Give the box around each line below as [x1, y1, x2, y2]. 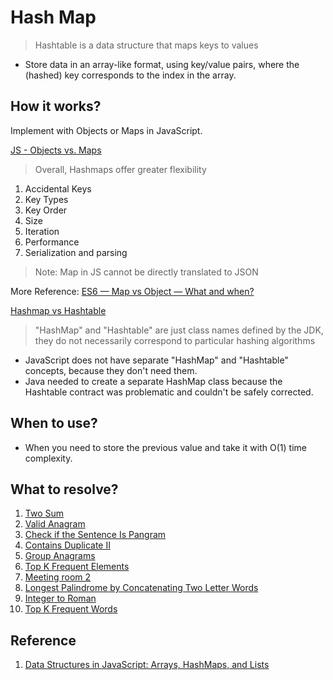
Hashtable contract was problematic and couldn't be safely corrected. [24, 386, 314, 398]
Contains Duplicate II [24, 539, 111, 551]
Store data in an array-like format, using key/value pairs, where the [24, 58, 300, 70]
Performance [24, 236, 80, 248]
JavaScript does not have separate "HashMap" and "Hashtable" [24, 354, 289, 366]
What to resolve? [10, 481, 119, 498]
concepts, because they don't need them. [24, 364, 198, 376]
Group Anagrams [24, 550, 96, 562]
